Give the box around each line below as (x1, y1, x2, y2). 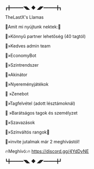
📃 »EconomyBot (5, 52, 36, 58)
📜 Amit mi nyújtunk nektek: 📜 (5, 24, 61, 30)
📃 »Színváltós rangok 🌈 (5, 129, 50, 135)
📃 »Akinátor (5, 72, 28, 78)
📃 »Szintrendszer (5, 62, 39, 68)
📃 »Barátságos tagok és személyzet (5, 110, 78, 116)
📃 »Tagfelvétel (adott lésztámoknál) (5, 100, 75, 106)
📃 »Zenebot (5, 91, 29, 96)
